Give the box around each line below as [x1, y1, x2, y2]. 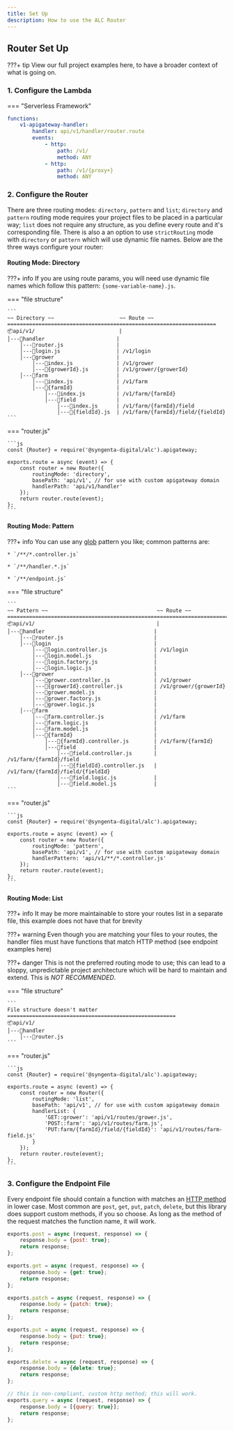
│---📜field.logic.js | [56, 775, 157, 782]
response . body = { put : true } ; [19, 1332, 108, 1339]
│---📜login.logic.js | [32, 665, 157, 672]
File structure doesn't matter [7, 1007, 98, 1013]
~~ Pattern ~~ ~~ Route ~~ [7, 607, 192, 614]
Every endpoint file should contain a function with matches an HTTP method [7, 1195, 226, 1203]
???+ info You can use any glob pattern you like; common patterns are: [7, 538, 210, 546]
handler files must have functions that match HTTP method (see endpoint [7, 938, 218, 946]
